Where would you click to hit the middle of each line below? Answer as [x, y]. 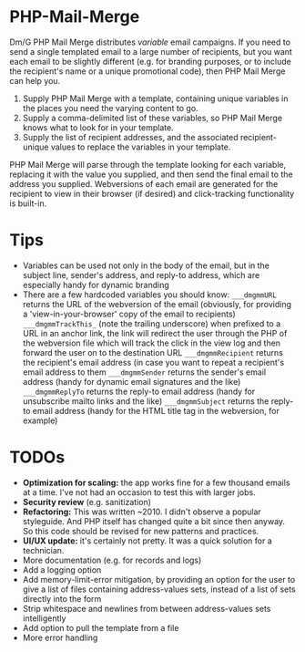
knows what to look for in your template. [98, 127]
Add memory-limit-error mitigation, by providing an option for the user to [159, 579]
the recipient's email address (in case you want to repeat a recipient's [153, 362]
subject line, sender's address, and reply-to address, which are [141, 274]
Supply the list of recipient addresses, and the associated [130, 137]
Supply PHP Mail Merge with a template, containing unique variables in [155, 98]
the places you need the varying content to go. [110, 108]
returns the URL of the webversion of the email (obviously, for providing [157, 304]
